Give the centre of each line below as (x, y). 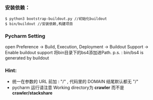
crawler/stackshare (32, 93)
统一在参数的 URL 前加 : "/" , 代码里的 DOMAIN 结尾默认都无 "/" (75, 81)
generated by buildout (27, 58)
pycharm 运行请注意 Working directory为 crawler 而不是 (68, 87)
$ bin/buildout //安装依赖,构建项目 (39, 24)
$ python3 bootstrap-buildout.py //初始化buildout (56, 19)
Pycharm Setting (25, 36)
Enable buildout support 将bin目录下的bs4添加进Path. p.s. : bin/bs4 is (74, 52)
